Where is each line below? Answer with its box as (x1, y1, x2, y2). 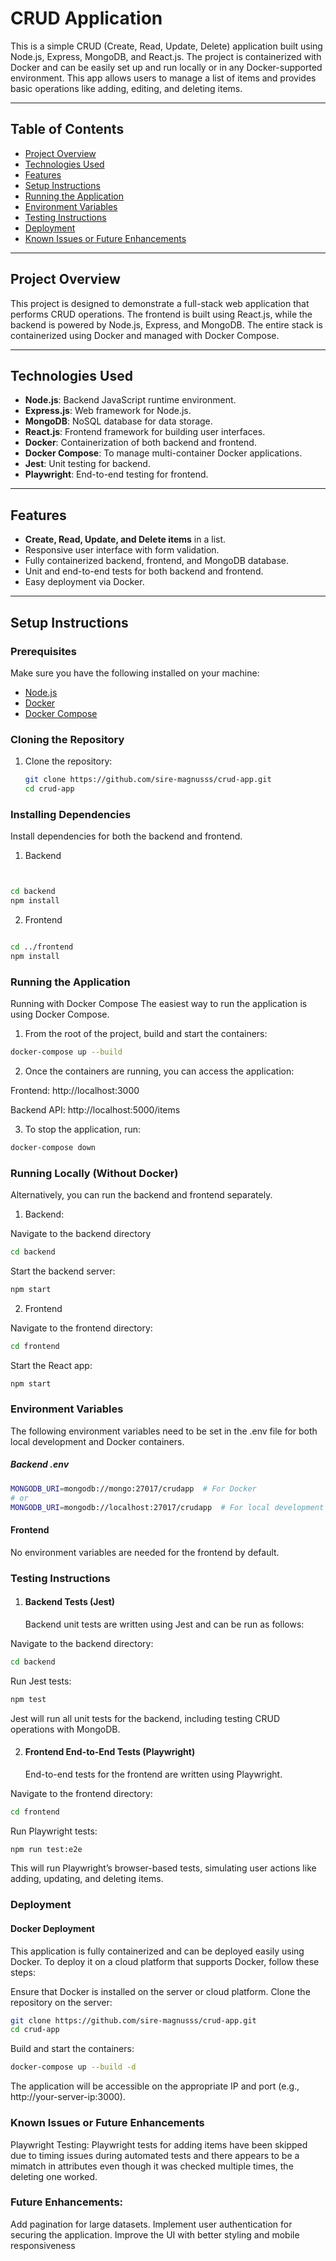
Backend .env (10, 1458, 70, 1471)
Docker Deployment (10, 1923, 95, 1934)
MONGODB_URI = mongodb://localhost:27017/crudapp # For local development (10, 1502, 325, 1512)
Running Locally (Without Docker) (10, 1166, 179, 1180)
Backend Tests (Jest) (24, 1596, 116, 1608)
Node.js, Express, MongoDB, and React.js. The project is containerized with (10, 50, 322, 62)
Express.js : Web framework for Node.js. (24, 405, 192, 417)
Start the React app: (10, 1359, 93, 1371)
